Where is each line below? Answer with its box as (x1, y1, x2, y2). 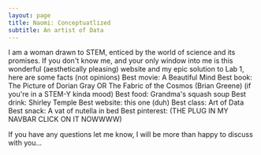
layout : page (8, 11, 51, 20)
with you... (8, 138, 43, 148)
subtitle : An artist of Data (8, 26, 104, 34)
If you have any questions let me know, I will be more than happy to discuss (8, 130, 254, 139)
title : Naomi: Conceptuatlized (8, 19, 111, 27)
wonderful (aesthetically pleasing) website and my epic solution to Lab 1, (8, 65, 244, 74)
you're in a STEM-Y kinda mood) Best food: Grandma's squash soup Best (8, 90, 247, 99)
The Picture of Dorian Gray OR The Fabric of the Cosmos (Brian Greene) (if (8, 81, 252, 90)
